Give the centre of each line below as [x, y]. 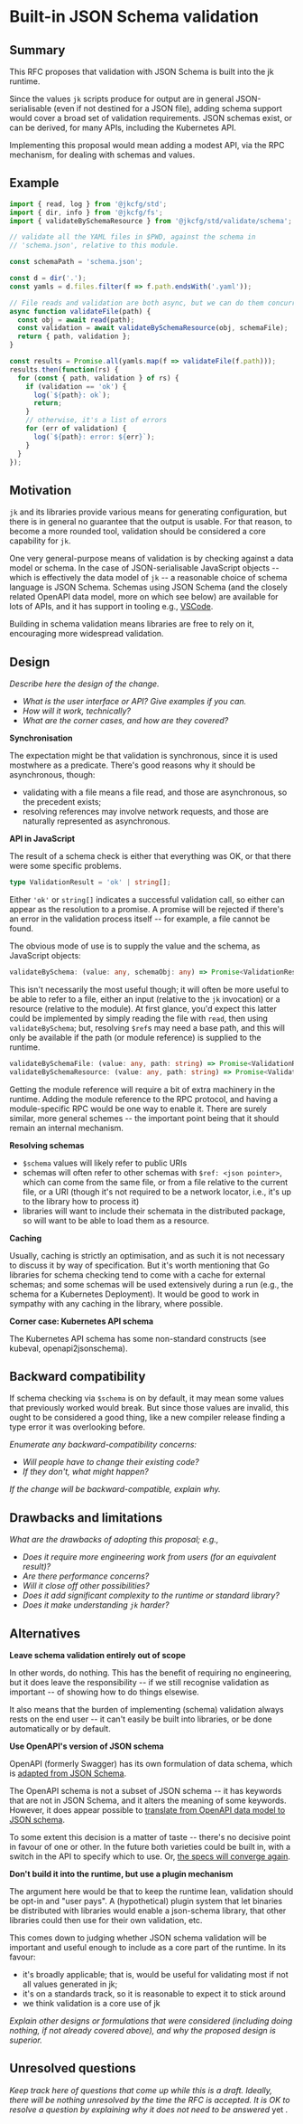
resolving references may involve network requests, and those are [145, 812]
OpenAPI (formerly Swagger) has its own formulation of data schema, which [151, 1764]
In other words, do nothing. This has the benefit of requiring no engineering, [151, 1673]
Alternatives [45, 1633]
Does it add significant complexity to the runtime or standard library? [151, 1595]
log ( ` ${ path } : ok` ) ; [72, 395]
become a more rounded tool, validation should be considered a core [138, 532]
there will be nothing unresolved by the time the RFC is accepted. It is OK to [150, 2100]
